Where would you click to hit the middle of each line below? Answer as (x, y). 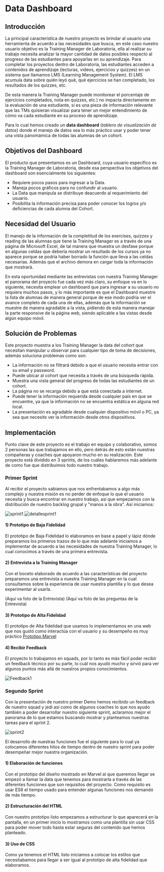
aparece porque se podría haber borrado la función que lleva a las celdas (79, 256)
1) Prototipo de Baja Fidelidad (35, 525)
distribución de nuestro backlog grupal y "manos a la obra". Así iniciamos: (80, 504)
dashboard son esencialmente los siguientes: (51, 173)
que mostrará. (19, 267)
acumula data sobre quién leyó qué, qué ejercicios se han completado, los (80, 80)
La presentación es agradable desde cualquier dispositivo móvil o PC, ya (85, 412)
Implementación (31, 432)
